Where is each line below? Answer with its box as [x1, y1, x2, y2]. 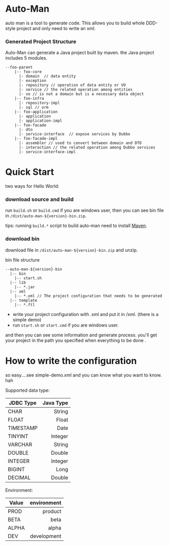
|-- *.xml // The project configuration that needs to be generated [14, 293, 162, 298]
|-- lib [10, 280, 26, 285]
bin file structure [5, 256, 40, 263]
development [30, 532, 62, 539]
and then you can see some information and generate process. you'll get [5, 332, 157, 338]
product [42, 507, 62, 514]
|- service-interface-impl [18, 150, 76, 155]
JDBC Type [9, 399, 37, 406]
